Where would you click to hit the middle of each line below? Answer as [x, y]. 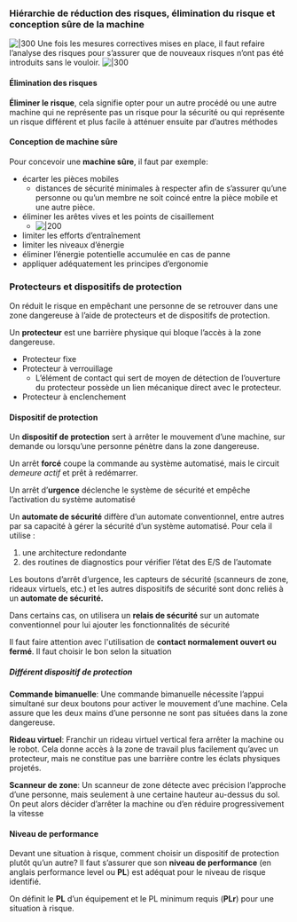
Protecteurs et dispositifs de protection [96, 287]
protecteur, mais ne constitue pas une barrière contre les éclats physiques [145, 759]
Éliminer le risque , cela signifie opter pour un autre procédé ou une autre [143, 102]
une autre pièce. [65, 207]
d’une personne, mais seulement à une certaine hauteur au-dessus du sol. [145, 795]
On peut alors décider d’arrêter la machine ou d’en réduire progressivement [147, 804]
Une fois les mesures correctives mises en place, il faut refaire [151, 43]
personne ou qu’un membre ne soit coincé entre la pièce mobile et [156, 197]
